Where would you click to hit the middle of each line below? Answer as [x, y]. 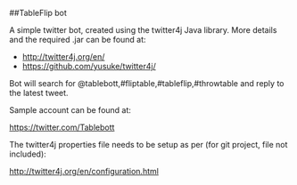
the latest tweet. [39, 93]
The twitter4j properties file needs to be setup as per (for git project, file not [148, 145]
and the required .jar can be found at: [78, 40]
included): [28, 154]
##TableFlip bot [38, 13]
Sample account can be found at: [70, 110]
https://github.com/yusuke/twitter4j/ [89, 66]
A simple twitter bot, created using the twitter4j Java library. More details [143, 30]
